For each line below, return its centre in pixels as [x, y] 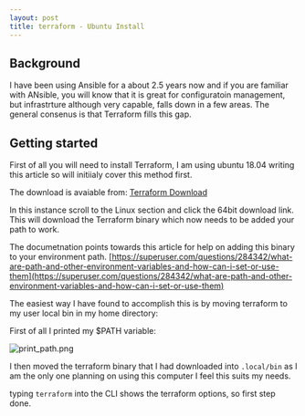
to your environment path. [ [61, 257]
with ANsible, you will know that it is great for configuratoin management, [147, 95]
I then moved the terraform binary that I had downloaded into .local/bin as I [153, 367]
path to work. [34, 230]
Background [45, 63]
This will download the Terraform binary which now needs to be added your [152, 220]
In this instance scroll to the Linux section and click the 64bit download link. [152, 210]
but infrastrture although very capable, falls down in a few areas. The [139, 105]
